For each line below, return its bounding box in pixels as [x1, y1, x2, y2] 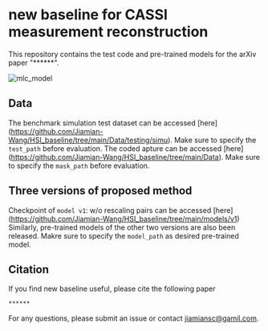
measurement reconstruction [8, 22, 209, 41]
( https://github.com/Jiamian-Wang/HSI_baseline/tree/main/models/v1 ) [8, 214, 240, 223]
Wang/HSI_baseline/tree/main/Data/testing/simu [8, 135, 169, 145]
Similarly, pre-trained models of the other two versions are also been [8, 223, 236, 232]
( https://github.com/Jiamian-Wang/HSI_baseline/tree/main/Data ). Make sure [8, 152, 261, 161]
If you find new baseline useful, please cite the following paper [8, 284, 216, 294]
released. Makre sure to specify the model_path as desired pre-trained [8, 231, 239, 240]
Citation [8, 263, 50, 276]
